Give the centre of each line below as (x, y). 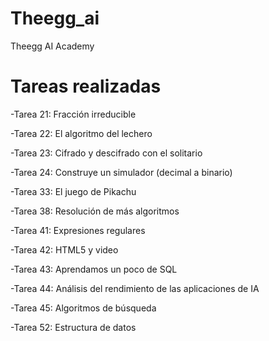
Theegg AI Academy (52, 46)
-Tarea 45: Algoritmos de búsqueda (83, 308)
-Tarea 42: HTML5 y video (64, 249)
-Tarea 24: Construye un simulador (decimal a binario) (121, 172)
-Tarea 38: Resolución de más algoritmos (95, 211)
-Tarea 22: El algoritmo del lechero (81, 133)
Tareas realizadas (86, 86)
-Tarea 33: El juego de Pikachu (73, 191)
